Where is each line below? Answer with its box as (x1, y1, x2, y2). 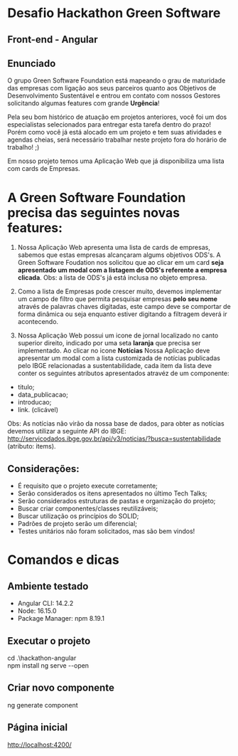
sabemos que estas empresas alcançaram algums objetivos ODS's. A (17, 251, 222, 259)
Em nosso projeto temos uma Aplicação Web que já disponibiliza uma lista (7, 157, 225, 165)
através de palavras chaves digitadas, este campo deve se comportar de (17, 303, 231, 311)
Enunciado (7, 57, 56, 69)
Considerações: (7, 463, 80, 475)
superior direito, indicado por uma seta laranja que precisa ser (17, 339, 201, 347)
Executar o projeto (7, 635, 91, 647)
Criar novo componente (7, 682, 115, 694)
